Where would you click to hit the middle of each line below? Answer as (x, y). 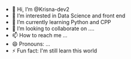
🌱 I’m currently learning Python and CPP (62, 22)
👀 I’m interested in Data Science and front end (68, 16)
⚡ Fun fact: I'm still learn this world (54, 51)
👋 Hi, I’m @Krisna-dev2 (41, 9)
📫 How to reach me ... (39, 35)
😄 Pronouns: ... (31, 44)
